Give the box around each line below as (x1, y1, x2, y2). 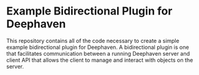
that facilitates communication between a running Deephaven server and (6, 50, 190, 57)
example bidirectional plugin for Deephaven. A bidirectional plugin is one (6, 44, 189, 51)
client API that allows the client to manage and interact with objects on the (6, 56, 193, 64)
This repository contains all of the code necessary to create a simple (6, 37, 179, 44)
